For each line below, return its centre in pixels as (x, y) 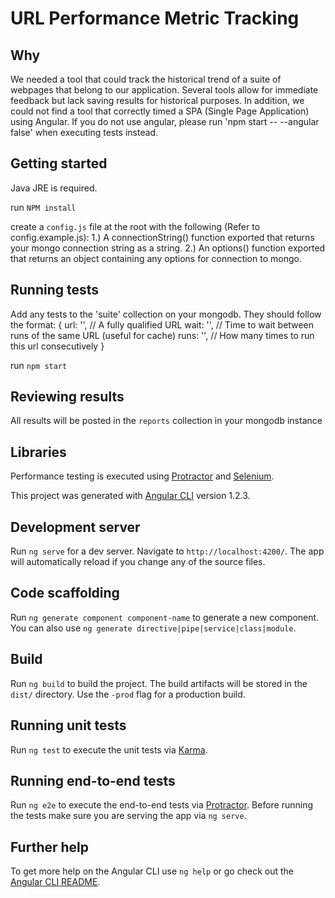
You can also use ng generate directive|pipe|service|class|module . (153, 628)
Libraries (38, 452)
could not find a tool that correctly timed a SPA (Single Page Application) (160, 111)
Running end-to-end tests (93, 780)
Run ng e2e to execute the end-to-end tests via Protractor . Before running (162, 805)
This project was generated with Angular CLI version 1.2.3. (130, 496)
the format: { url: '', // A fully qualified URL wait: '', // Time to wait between (162, 324)
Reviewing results (67, 397)
